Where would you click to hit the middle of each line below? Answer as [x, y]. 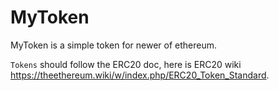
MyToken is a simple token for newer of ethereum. [113, 45]
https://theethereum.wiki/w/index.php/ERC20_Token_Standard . [140, 75]
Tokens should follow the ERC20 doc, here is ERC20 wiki [126, 64]
